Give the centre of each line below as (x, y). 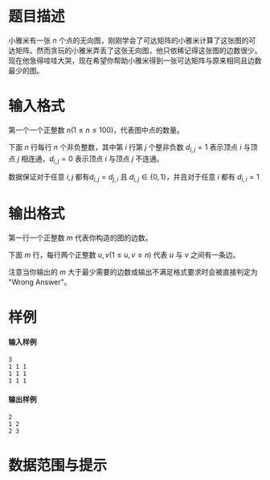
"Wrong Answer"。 (40, 282)
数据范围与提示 (58, 465)
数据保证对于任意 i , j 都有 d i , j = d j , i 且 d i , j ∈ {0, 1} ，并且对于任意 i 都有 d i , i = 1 (134, 178)
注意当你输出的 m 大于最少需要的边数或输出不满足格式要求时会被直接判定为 (133, 272)
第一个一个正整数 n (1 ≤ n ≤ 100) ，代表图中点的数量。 (96, 130)
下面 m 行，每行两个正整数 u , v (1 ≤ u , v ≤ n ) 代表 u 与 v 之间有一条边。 (124, 255)
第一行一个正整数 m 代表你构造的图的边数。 (80, 238)
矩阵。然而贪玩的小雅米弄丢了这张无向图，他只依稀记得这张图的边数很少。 (138, 50)
